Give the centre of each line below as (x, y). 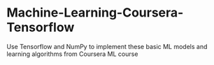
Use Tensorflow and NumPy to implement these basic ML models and (107, 46)
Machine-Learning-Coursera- (95, 13)
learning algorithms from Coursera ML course (72, 54)
